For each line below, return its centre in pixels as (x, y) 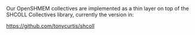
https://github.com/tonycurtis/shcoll (50, 26)
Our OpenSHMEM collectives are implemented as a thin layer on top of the (97, 8)
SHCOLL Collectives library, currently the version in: (70, 15)
